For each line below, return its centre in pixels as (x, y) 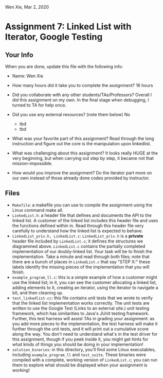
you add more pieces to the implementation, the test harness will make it (85, 324)
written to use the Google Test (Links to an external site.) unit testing (81, 308)
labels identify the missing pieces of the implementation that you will (81, 267)
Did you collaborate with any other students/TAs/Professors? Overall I (82, 95)
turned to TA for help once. (39, 105)
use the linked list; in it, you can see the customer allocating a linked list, (84, 282)
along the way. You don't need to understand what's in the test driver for (85, 334)
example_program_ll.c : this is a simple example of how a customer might (85, 277)
